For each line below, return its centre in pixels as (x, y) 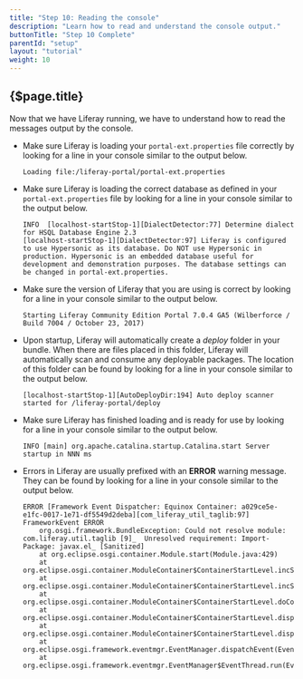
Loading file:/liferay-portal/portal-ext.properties (124, 172)
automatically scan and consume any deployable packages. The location (158, 359)
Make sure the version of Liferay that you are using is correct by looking (156, 289)
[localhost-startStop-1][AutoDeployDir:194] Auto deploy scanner (148, 395)
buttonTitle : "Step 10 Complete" (72, 34)
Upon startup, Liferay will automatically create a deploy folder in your (151, 340)
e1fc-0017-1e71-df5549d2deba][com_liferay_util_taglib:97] (136, 514)
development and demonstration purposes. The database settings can (154, 264)
